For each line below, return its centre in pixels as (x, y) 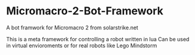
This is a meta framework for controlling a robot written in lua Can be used (98, 39)
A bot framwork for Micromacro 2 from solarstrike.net (72, 27)
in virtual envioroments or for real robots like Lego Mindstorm (82, 45)
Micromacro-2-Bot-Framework (85, 11)
